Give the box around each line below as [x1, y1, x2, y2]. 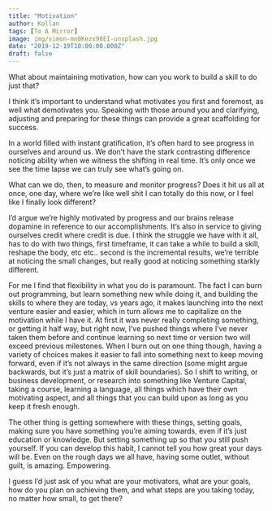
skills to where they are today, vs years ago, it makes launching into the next [8, 298, 264, 308]
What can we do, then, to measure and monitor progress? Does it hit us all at [8, 180, 265, 190]
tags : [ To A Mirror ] [8, 27, 79, 35]
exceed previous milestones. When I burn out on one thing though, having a [8, 341, 262, 351]
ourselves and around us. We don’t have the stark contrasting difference [8, 147, 251, 156]
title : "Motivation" [8, 11, 79, 20]
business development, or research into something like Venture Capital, [8, 376, 248, 385]
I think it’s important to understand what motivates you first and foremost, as [8, 97, 264, 106]
